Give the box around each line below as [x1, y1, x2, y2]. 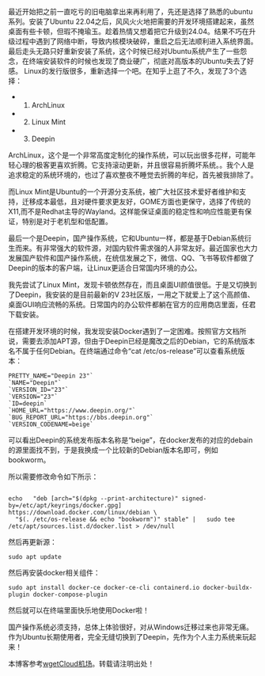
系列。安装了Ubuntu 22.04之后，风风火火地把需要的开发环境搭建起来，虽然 [8, 17, 255, 26]
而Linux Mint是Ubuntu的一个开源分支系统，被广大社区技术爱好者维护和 [8, 187, 240, 196]
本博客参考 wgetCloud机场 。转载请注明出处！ [8, 659, 155, 668]
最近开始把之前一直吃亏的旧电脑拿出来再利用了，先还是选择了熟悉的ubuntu [8, 7, 253, 16]
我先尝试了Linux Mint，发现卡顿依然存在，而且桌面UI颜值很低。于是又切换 [8, 280, 251, 289]
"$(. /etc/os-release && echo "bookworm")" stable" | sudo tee [15, 515, 236, 523]
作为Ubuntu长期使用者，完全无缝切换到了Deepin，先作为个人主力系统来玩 [8, 632, 250, 641]
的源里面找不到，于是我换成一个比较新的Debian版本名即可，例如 [8, 446, 219, 454]
